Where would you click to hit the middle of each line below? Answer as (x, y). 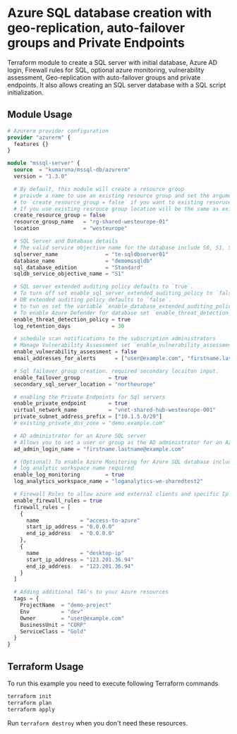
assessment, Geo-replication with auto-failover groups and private (104, 77)
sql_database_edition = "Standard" (78, 267)
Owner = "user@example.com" (72, 618)
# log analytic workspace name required (74, 468)
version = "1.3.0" (41, 176)
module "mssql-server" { (44, 164)
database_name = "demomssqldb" (83, 261)
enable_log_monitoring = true (69, 475)
